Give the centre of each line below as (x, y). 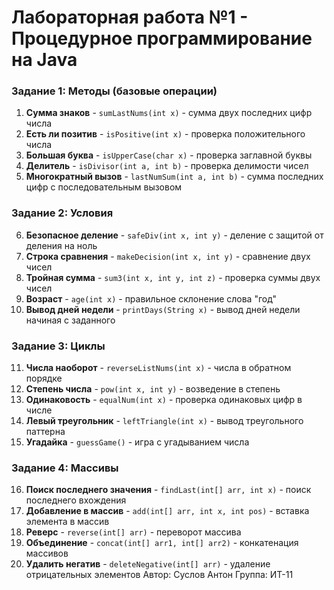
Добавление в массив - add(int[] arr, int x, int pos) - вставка (167, 511)
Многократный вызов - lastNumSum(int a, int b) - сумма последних (174, 177)
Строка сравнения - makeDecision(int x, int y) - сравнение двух (168, 256)
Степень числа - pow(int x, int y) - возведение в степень (153, 389)
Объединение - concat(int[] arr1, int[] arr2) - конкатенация (162, 543)
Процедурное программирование (162, 38)
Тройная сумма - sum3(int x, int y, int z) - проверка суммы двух (173, 277)
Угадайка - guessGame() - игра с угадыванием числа (137, 442)
